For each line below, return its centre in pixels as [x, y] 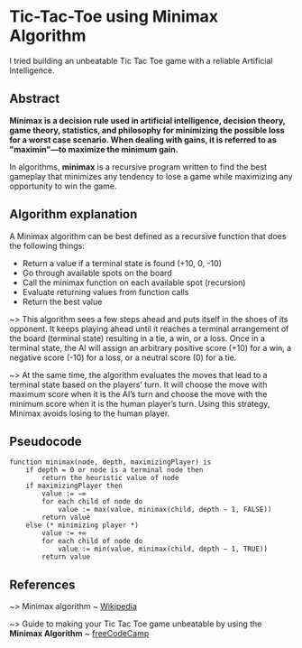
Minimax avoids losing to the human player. [90, 413]
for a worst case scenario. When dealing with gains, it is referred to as [143, 139]
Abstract [35, 99]
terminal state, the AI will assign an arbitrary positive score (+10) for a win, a [151, 347]
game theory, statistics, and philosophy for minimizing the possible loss [147, 130]
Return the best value [62, 301]
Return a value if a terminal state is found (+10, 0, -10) [122, 263]
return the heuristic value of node [110, 478]
